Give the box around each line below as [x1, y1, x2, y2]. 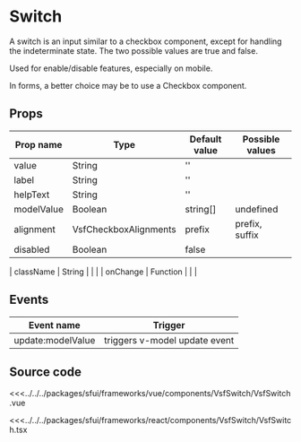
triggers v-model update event [104, 334, 235, 346]
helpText [13, 188, 50, 201]
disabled [13, 243, 50, 256]
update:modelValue [13, 334, 96, 346]
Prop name [14, 138, 63, 151]
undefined [235, 203, 279, 215]
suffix [235, 229, 259, 241]
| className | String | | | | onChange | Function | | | [9, 266, 197, 277]
